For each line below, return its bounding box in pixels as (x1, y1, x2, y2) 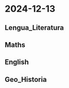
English (5, 58, 29, 67)
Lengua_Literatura (5, 23, 64, 32)
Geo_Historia (5, 75, 47, 84)
